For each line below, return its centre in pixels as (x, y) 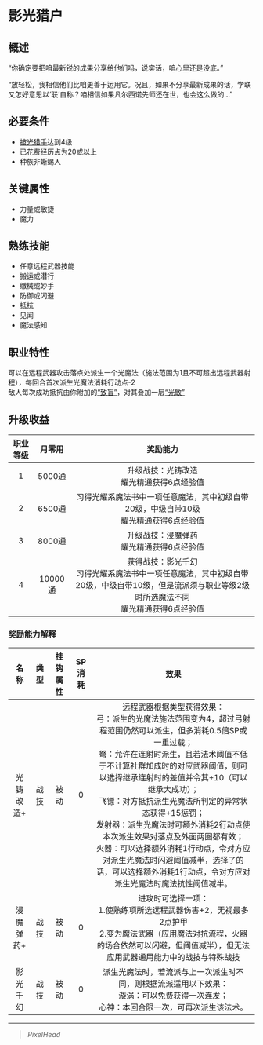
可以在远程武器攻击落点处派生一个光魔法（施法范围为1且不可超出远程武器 (126, 373)
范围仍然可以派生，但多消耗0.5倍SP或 (177, 731)
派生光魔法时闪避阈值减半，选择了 (173, 860)
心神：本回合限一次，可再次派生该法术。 (173, 1007)
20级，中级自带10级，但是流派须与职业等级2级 (163, 586)
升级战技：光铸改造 (162, 470)
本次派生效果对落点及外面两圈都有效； (173, 837)
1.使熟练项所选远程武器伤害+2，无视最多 (173, 910)
